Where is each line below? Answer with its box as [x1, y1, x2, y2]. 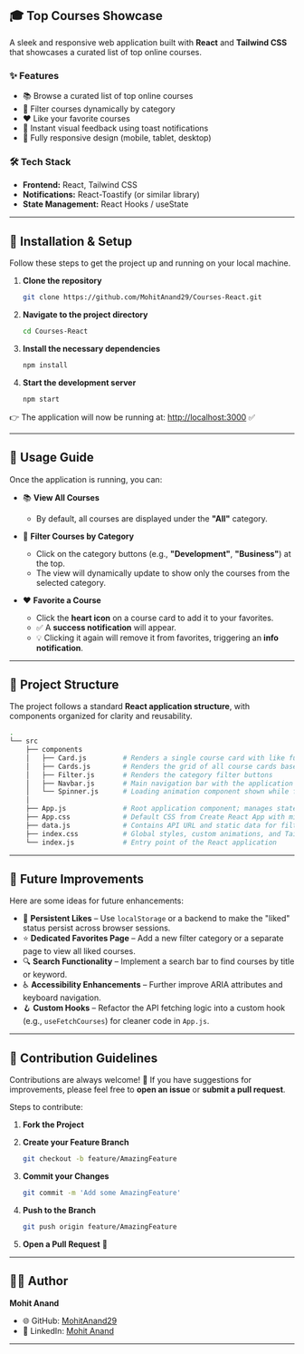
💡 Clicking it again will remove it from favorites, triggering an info [35, 632, 279, 643]
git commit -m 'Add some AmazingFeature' [22, 1188, 182, 1198]
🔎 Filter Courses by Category [22, 531, 134, 541]
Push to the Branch [22, 1204, 97, 1215]
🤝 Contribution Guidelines [9, 1050, 158, 1066]
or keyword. [22, 969, 68, 980]
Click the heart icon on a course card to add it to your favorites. [35, 612, 274, 623]
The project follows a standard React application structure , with [9, 701, 251, 712]
